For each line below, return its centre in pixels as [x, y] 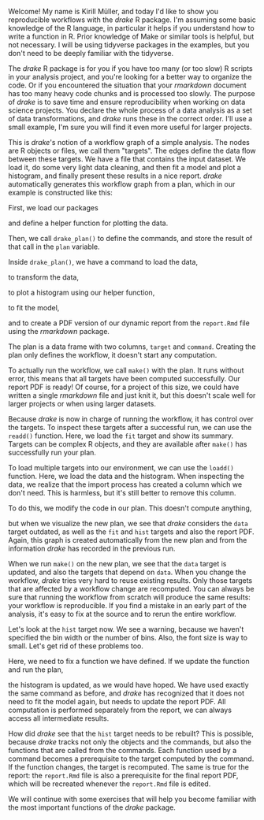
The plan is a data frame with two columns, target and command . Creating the [132, 347]
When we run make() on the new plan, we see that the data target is [117, 564]
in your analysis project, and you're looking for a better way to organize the [130, 77]
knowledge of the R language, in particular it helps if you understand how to [131, 28]
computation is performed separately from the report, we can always [120, 710]
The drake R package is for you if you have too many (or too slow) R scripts [131, 69]
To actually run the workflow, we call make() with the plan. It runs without [126, 370]
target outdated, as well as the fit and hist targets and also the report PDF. [131, 532]
